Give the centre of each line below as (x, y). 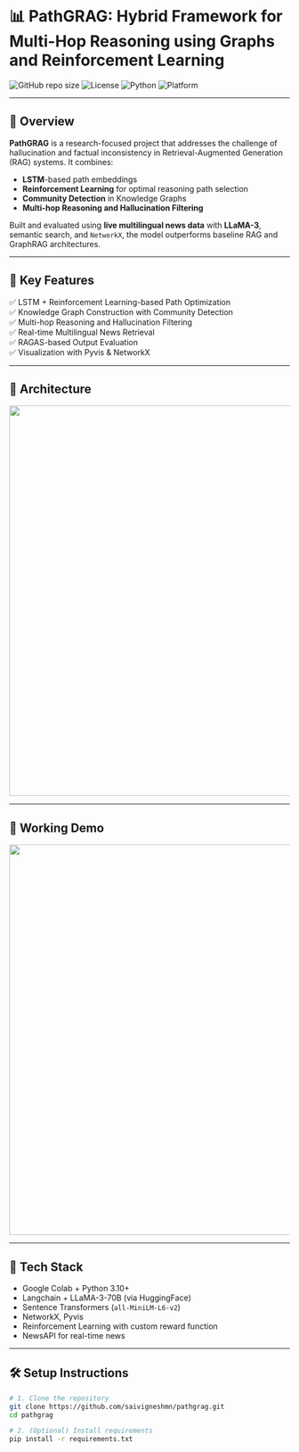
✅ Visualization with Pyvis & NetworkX (80, 352)
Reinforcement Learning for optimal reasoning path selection (135, 188)
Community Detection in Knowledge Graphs (104, 198)
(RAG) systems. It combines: (61, 162)
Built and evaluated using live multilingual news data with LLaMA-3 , (135, 225)
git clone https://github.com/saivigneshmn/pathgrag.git (117, 1406)
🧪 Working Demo (57, 828)
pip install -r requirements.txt (71, 1440)
